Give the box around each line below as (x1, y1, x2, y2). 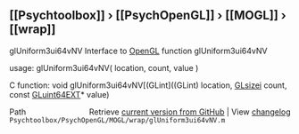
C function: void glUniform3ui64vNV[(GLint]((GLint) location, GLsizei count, (9, 80, 287, 91)
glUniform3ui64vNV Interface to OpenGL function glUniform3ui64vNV (9, 45, 268, 56)
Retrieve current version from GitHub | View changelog (88, 106, 291, 117)
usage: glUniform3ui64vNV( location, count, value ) (9, 62, 199, 73)
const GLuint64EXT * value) (9, 89, 110, 99)
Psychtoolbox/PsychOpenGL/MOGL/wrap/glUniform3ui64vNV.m (9, 115, 226, 124)
